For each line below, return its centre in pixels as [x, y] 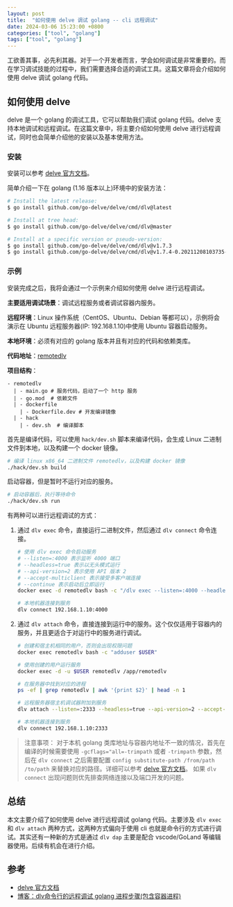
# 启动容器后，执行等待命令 [42, 495]
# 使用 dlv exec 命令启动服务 [57, 552]
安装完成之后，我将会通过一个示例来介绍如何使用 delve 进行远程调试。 [108, 288]
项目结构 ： [23, 370]
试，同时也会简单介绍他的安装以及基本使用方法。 [77, 137]
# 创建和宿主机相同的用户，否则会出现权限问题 [75, 646]
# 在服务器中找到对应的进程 [51, 684]
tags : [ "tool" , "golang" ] [44, 40]
